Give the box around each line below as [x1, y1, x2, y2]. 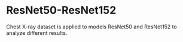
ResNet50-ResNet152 [6, 4, 117, 17]
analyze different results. [6, 29, 68, 36]
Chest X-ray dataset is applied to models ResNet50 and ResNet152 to [6, 23, 178, 30]
